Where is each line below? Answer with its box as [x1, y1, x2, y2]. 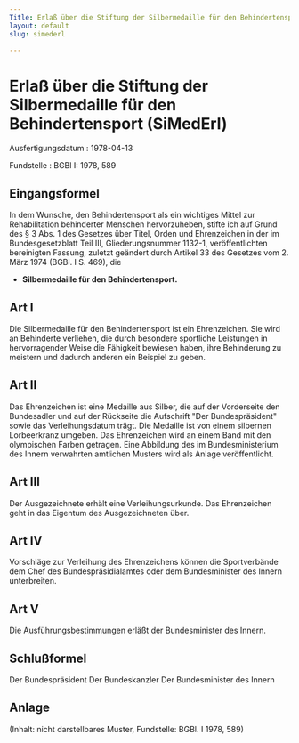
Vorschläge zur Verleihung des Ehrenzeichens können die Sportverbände [9, 557, 279, 568]
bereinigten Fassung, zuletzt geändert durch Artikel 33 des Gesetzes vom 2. [9, 247, 289, 258]
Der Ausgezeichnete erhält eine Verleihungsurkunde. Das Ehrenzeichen [9, 497, 272, 508]
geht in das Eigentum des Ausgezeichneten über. [9, 507, 190, 518]
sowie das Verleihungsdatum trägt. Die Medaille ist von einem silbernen [9, 420, 271, 431]
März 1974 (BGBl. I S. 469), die [9, 257, 122, 268]
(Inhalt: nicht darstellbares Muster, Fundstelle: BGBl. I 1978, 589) [9, 723, 245, 734]
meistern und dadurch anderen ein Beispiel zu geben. [9, 351, 206, 362]
